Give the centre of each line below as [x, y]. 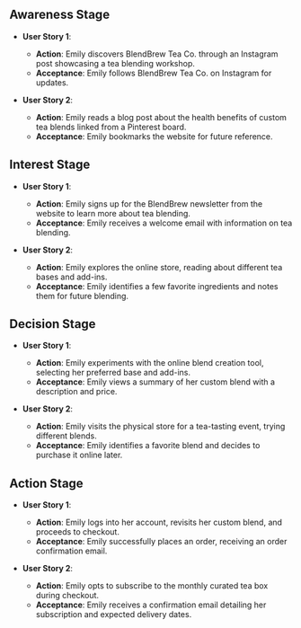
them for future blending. [82, 296]
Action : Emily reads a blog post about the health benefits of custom [161, 117]
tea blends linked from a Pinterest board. [111, 127]
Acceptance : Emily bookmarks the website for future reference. [154, 136]
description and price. [76, 392]
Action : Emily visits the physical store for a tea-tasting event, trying [160, 427]
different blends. [66, 436]
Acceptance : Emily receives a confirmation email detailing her [151, 605]
